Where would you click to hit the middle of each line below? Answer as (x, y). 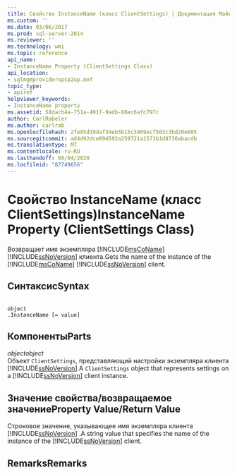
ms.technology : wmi (36, 47)
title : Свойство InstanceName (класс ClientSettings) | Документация (112, 14)
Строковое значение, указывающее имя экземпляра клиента (100, 426)
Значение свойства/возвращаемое (90, 398)
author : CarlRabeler (38, 119)
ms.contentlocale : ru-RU (44, 152)
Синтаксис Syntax (48, 286)
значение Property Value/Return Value (94, 409)
